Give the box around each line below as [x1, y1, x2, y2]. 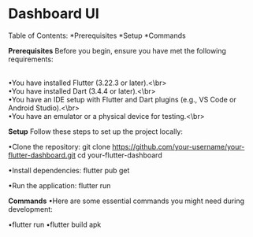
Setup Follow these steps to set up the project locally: [8, 127, 184, 136]
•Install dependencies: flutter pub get [8, 165, 130, 175]
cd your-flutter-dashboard [77, 150, 163, 160]
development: [8, 204, 53, 213]
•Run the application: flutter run [8, 180, 111, 190]
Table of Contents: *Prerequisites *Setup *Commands [8, 31, 187, 40]
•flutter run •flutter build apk [8, 220, 102, 229]
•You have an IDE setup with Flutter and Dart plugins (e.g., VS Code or [8, 94, 236, 104]
